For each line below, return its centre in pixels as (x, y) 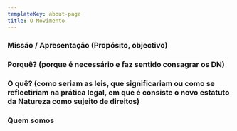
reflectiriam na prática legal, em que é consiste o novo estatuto (118, 93)
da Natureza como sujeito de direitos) (74, 102)
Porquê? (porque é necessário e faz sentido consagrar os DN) (116, 65)
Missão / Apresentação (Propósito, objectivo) (88, 46)
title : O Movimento (36, 21)
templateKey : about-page (44, 14)
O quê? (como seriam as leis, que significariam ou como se (111, 84)
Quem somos (31, 120)
